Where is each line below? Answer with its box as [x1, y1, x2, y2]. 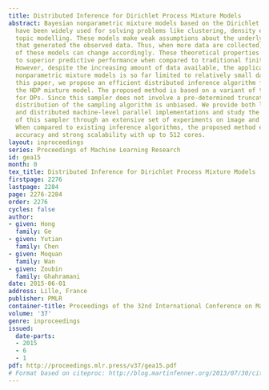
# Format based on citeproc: [8, 369, 106, 377]
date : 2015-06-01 [8, 279, 66, 288]
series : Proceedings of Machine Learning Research [8, 146, 181, 154]
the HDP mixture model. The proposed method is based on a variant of [15, 86, 256, 94]
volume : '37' [8, 309, 52, 317]
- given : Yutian [8, 235, 62, 243]
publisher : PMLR [8, 295, 62, 303]
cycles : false [8, 205, 56, 213]
